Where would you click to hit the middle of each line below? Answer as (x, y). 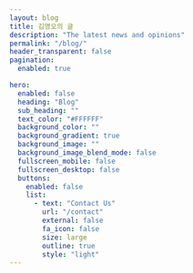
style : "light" (71, 254)
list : (36, 195)
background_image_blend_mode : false (87, 153)
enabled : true (44, 69)
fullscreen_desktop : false (69, 169)
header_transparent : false (61, 52)
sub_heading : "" (48, 110)
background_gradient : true (69, 136)
